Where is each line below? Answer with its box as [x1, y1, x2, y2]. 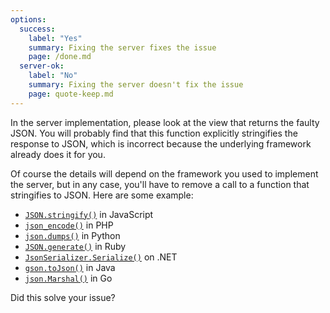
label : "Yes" [28, 33, 83, 43]
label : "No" [28, 71, 78, 81]
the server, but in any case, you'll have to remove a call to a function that [10, 178, 310, 190]
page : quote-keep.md [28, 89, 114, 99]
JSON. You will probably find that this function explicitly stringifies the [10, 127, 298, 139]
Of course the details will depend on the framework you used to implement [10, 167, 319, 180]
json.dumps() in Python [24, 229, 121, 241]
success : [19, 24, 56, 34]
